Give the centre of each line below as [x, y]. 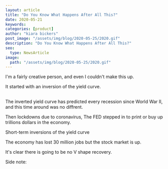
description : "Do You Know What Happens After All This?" [68, 43]
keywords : [16, 24]
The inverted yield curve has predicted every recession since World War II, [84, 101]
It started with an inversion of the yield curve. [53, 87]
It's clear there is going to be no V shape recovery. [59, 152]
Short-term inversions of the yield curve [47, 132]
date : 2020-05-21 [24, 19]
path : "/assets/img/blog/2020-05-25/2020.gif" [60, 62]
